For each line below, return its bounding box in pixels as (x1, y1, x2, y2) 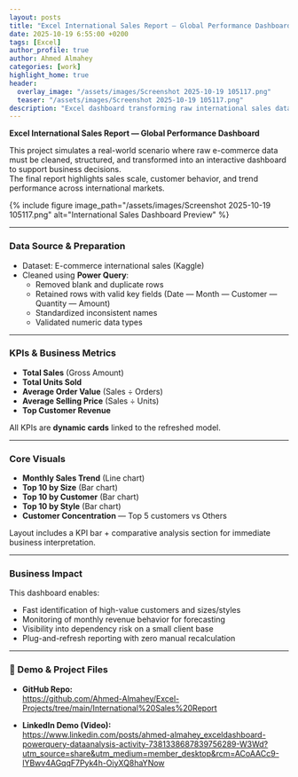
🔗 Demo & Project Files (9, 663, 108, 676)
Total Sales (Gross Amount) (21, 367, 124, 378)
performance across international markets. (9, 183, 166, 193)
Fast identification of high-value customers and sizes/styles (21, 605, 241, 616)
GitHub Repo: (21, 684, 74, 695)
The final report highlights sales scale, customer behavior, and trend (9, 174, 259, 184)
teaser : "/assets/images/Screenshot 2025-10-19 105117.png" (17, 95, 244, 105)
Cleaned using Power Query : (21, 270, 129, 280)
